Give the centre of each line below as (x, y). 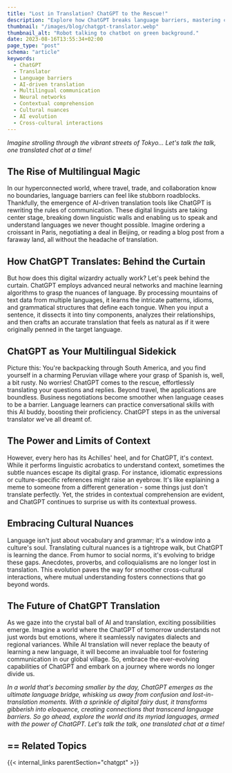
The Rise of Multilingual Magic (74, 171)
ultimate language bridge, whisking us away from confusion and (99, 695)
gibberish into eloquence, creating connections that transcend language (110, 709)
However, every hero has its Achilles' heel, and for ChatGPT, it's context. (110, 458)
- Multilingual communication (57, 91)
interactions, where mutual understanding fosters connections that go (106, 577)
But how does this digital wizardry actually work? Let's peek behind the (108, 278)
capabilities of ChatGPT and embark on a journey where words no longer (111, 667)
